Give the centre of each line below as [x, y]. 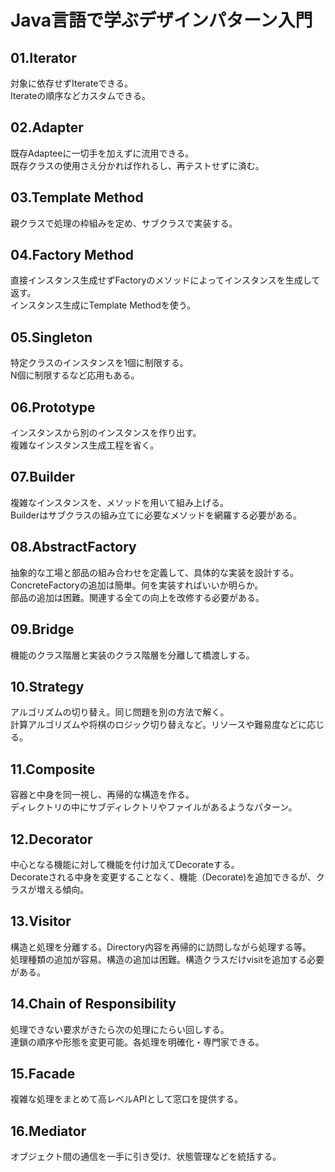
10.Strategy [47, 686]
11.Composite [53, 769]
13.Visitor [41, 921]
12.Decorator [51, 839]
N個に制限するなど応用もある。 [75, 375]
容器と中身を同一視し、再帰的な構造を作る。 [102, 795]
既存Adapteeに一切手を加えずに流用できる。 [102, 153]
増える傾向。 [63, 889]
